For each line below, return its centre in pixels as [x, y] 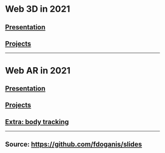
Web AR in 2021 [38, 70]
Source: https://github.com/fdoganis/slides [74, 144]
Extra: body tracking [37, 122]
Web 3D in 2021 [38, 9]
